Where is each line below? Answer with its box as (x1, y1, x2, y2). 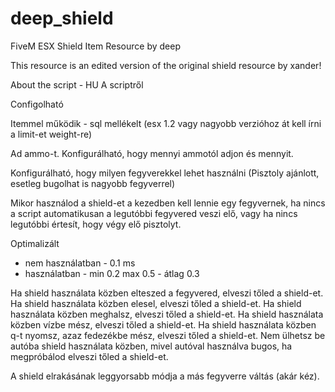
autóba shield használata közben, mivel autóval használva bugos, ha (10, 340, 293, 352)
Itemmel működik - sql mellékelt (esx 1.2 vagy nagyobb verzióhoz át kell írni (10, 117, 322, 129)
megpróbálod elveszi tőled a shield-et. (10, 350, 169, 362)
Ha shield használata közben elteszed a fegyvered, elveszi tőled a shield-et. (10, 287, 324, 299)
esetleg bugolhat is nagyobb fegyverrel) (10, 177, 176, 189)
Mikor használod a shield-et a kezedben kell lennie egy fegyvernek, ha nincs (10, 197, 326, 209)
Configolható (10, 98, 64, 110)
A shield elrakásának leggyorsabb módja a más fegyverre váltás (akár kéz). (10, 370, 320, 382)
